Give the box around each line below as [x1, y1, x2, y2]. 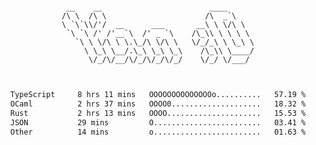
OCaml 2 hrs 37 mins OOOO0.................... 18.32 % [9, 99, 307, 109]
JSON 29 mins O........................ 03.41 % [9, 117, 307, 128]
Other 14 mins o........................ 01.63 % [9, 127, 307, 137]
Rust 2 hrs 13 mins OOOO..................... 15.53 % [9, 108, 307, 118]
